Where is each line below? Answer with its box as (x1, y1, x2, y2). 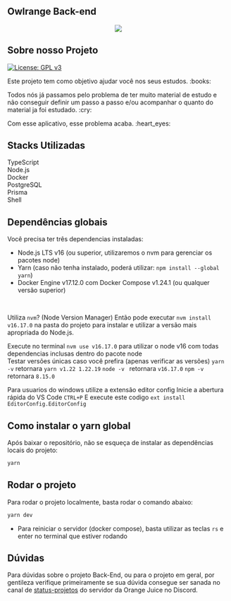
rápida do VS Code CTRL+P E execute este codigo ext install (7, 393, 185, 401)
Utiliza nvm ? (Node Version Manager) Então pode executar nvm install (7, 313, 211, 322)
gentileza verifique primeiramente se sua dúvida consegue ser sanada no (7, 578, 220, 587)
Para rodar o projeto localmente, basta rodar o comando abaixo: (7, 497, 194, 506)
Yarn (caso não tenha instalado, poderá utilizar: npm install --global (17, 264, 220, 272)
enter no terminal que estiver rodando (17, 532, 128, 540)
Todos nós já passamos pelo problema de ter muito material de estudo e (7, 90, 217, 99)
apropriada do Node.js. (7, 328, 74, 337)
